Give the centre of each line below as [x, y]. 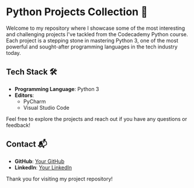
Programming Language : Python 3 [57, 89]
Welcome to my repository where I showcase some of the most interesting [96, 28]
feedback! [18, 125]
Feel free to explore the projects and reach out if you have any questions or [97, 119]
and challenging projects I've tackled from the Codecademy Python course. [97, 34]
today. [14, 53]
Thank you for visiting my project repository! [59, 179]
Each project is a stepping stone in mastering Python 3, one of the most [92, 40]
